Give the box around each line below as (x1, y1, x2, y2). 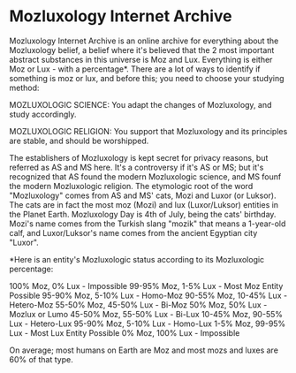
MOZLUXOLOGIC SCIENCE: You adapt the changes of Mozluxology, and (9, 99, 272, 110)
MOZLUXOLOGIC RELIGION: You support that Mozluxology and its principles (9, 126, 288, 136)
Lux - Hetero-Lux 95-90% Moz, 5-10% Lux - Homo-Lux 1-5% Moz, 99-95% (9, 318, 286, 329)
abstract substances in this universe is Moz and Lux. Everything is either (9, 54, 273, 65)
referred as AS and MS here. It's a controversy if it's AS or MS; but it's (9, 162, 264, 172)
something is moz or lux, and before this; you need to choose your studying (9, 72, 285, 83)
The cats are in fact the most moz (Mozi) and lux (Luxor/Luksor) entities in (9, 199, 279, 209)
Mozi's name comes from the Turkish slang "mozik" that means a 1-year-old (9, 218, 286, 229)
